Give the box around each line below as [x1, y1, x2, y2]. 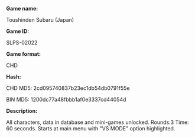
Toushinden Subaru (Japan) [6, 16, 74, 23]
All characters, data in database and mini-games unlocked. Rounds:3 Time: [6, 119, 189, 126]
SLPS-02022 [6, 39, 38, 46]
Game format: [6, 51, 41, 58]
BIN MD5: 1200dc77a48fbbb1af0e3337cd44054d [6, 96, 126, 103]
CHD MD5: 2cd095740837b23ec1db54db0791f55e [6, 85, 130, 92]
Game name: [6, 5, 38, 12]
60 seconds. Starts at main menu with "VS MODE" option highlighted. [6, 125, 175, 132]
